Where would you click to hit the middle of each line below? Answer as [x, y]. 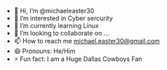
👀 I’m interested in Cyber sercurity [64, 18]
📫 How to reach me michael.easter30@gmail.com [87, 41]
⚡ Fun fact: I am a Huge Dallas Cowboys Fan [78, 59]
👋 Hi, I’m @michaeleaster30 [54, 11]
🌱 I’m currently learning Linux [56, 26]
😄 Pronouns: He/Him [45, 51]
